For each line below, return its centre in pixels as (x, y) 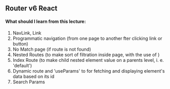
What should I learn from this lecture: (46, 21)
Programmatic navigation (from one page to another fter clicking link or (87, 38)
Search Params (29, 82)
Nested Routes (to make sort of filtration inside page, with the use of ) (86, 54)
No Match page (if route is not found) (52, 49)
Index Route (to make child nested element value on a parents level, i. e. (88, 60)
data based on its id (33, 76)
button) (20, 43)
